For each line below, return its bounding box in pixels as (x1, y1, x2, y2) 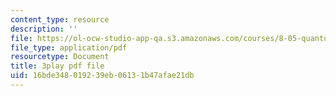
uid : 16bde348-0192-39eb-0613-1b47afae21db (10, 71, 195, 81)
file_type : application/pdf (10, 42, 128, 53)
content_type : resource (10, 14, 110, 25)
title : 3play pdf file (10, 61, 105, 71)
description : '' (10, 24, 78, 34)
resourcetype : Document (10, 52, 110, 62)
